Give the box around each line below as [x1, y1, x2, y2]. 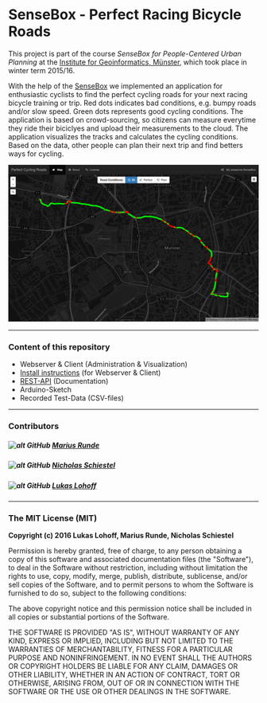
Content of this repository [8, 341, 110, 352]
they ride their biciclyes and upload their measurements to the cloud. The [8, 123, 249, 133]
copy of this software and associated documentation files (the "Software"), [8, 555, 254, 564]
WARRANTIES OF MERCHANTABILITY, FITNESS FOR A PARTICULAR [8, 645, 233, 654]
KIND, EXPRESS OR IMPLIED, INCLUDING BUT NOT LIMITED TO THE [8, 636, 234, 646]
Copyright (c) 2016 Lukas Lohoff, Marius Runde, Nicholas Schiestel [8, 531, 234, 541]
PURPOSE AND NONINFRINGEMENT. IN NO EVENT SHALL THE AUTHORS [8, 653, 253, 662]
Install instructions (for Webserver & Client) [19, 368, 161, 377]
